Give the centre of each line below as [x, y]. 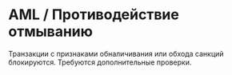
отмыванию [51, 32]
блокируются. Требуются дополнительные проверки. [100, 62]
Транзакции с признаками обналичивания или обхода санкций [116, 53]
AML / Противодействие [94, 15]
